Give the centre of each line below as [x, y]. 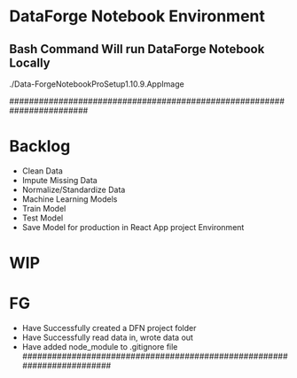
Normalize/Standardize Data [74, 189]
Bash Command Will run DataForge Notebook [137, 49]
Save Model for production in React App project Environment [133, 227]
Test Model [43, 218]
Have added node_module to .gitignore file [100, 347]
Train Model [44, 208]
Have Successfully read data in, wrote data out [107, 337]
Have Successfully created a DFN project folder [109, 328]
